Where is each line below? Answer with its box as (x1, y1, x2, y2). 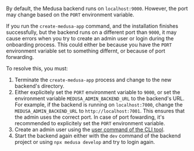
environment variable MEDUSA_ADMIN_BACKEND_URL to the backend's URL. (14, 95, 185, 102)
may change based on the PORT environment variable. (6, 11, 134, 18)
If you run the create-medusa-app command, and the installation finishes (6, 23, 178, 29)
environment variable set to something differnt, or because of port (6, 47, 165, 54)
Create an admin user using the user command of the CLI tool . (14, 126, 165, 133)
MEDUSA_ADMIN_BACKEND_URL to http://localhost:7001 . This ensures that (14, 108, 185, 114)
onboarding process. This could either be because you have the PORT (6, 41, 172, 48)
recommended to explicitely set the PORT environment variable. (14, 120, 165, 126)
